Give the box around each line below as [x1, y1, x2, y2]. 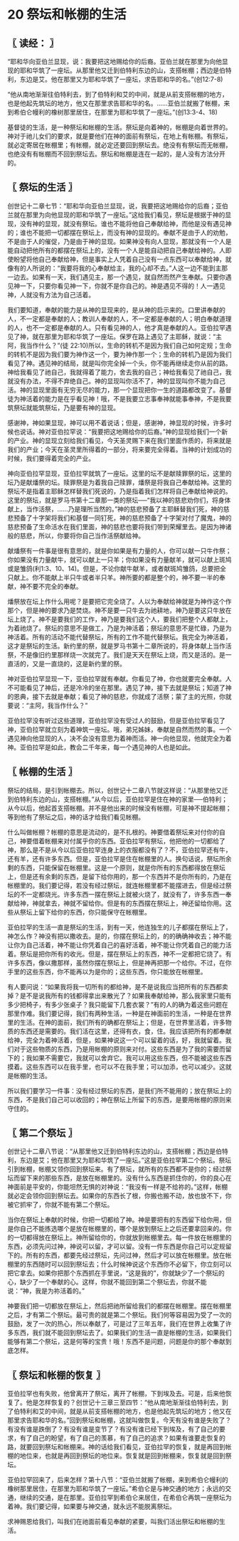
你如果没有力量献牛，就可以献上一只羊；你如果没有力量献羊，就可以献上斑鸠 [7, 555, 232, 564]
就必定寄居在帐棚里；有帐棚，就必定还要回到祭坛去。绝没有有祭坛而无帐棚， [7, 141, 232, 149]
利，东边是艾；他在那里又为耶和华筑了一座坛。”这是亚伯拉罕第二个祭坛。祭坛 [7, 1156, 232, 1165]
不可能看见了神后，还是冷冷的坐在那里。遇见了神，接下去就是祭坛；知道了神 [7, 683, 232, 692]
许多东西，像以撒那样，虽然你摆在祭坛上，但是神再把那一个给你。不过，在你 [7, 958, 232, 967]
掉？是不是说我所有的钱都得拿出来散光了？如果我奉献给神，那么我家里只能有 [7, 991, 232, 1000]
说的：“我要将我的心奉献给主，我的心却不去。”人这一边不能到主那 [38, 264, 228, 272]
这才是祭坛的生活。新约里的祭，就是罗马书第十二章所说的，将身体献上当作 [7, 641, 225, 650]
